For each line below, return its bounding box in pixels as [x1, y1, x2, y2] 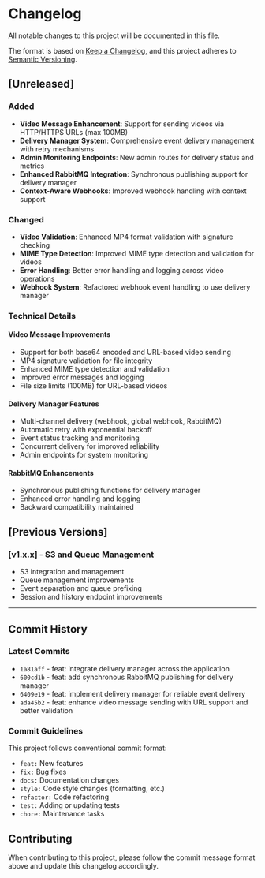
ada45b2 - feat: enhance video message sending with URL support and [19, 697, 248, 707]
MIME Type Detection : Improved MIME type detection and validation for [19, 248, 255, 258]
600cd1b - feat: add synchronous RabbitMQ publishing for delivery [19, 672, 234, 682]
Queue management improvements [19, 575, 135, 585]
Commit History [8, 622, 88, 636]
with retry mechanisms [19, 144, 95, 154]
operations [19, 274, 55, 283]
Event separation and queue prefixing [19, 584, 142, 593]
